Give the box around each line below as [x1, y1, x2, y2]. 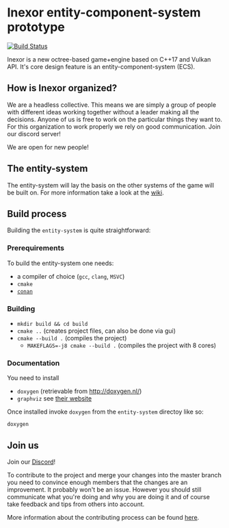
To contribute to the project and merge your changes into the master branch [7, 471, 222, 479]
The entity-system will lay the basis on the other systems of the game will [7, 181, 214, 189]
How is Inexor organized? [7, 82, 118, 94]
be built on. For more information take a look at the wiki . [7, 188, 164, 197]
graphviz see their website [16, 394, 92, 403]
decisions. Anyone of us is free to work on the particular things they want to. [7, 115, 223, 123]
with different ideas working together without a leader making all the [7, 108, 200, 116]
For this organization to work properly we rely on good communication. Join [7, 122, 221, 131]
